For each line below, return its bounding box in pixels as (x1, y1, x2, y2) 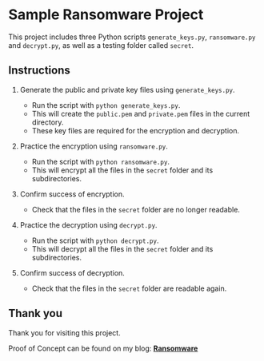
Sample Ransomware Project (8, 6, 204, 24)
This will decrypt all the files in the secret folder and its (31, 244, 214, 253)
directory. (31, 117, 64, 127)
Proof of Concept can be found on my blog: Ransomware (8, 343, 198, 353)
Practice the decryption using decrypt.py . (19, 220, 158, 229)
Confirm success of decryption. (19, 268, 126, 277)
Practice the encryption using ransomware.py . (19, 141, 168, 151)
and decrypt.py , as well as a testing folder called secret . (8, 40, 194, 50)
